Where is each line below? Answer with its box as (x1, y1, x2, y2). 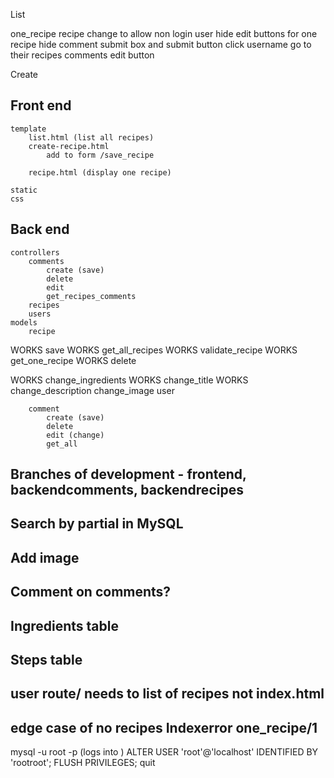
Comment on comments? (10, 584, 172, 601)
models (10, 317, 38, 328)
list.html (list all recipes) (28, 132, 155, 143)
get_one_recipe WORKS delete (10, 354, 137, 366)
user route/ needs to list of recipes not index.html (10, 685, 325, 703)
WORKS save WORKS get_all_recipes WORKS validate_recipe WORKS (10, 344, 298, 356)
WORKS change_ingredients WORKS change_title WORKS (10, 374, 249, 386)
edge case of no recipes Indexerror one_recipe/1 (10, 719, 318, 736)
